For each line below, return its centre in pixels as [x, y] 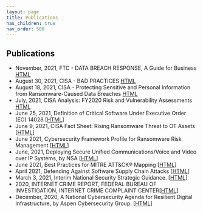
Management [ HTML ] [42, 146]
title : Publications [33, 18]
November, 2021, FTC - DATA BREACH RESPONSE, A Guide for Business [106, 68]
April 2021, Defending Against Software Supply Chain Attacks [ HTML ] [102, 171]
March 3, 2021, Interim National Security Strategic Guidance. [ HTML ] [101, 178]
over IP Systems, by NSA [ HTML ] [57, 158]
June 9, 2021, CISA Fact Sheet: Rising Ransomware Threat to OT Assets [105, 126]
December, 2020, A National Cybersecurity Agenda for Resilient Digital [104, 197]
